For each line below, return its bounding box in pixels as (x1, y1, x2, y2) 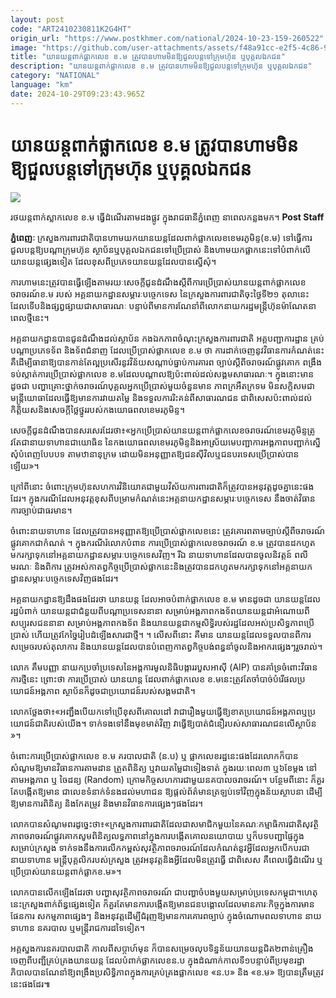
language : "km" (10, 80, 74, 90)
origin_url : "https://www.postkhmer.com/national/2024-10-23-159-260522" (10, 33, 325, 43)
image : (10, 42, 38, 53)
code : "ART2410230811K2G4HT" (10, 24, 132, 34)
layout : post (10, 14, 65, 25)
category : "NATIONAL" (10, 71, 101, 81)
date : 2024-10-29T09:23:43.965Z (10, 89, 145, 99)
